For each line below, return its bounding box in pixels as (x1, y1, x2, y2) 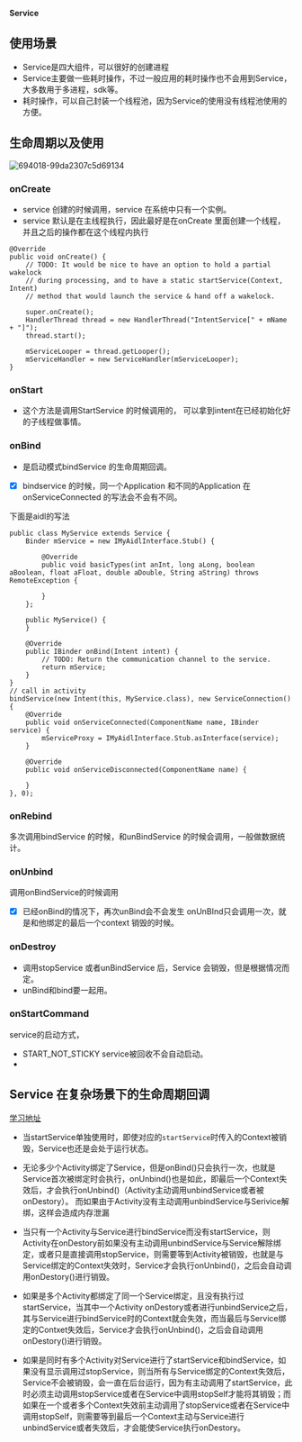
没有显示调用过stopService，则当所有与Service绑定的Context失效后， (30, 1365, 290, 1376)
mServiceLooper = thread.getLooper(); (25, 347, 171, 356)
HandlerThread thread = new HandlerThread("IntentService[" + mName (25, 315, 288, 324)
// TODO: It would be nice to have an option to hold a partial (25, 260, 271, 269)
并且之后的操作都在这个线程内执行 (22, 226, 149, 237)
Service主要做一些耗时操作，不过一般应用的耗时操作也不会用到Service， (22, 72, 292, 84)
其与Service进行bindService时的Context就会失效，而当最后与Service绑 (22, 1312, 287, 1323)
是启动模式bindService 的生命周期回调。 (22, 461, 173, 472)
